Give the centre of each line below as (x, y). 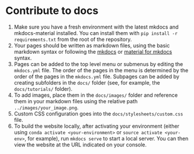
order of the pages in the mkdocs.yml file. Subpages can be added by (96, 76)
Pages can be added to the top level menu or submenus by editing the (98, 64)
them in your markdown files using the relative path (76, 101)
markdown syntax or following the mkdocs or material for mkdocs (93, 51)
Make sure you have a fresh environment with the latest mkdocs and (96, 27)
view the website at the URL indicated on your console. (80, 145)
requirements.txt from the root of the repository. (73, 39)
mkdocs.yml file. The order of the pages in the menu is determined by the (101, 70)
